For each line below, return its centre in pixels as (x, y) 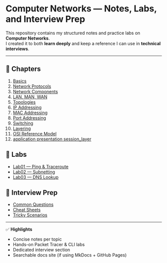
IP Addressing (27, 107)
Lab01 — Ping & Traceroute (41, 166)
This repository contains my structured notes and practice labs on (73, 33)
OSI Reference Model (34, 133)
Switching (23, 123)
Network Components (35, 91)
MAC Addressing (30, 113)
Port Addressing (29, 118)
